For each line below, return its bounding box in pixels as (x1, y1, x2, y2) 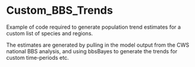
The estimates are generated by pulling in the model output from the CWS (6, 41, 190, 48)
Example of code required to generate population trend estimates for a (6, 23, 181, 31)
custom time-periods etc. (6, 54, 69, 61)
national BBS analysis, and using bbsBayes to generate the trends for (6, 47, 178, 54)
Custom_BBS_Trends (6, 4, 113, 17)
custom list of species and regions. (6, 29, 93, 36)
